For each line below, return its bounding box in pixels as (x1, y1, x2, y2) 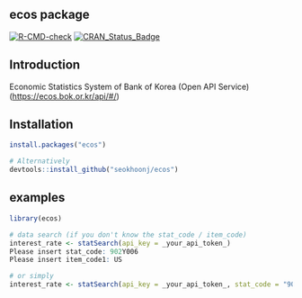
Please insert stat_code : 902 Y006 (9, 247, 139, 256)
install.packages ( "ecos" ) (9, 140, 106, 149)
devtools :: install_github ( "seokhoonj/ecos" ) (9, 166, 179, 175)
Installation (9, 117, 74, 132)
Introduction (9, 58, 81, 73)
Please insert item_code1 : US (9, 256, 123, 265)
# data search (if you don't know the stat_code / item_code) (9, 230, 247, 239)
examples (9, 190, 66, 205)
